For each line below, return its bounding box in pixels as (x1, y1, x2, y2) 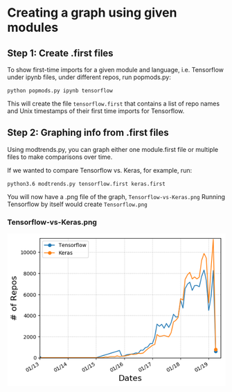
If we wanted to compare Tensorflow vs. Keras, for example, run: (7, 166, 193, 174)
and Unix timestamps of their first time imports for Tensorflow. (7, 107, 185, 115)
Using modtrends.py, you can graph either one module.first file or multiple (7, 145, 219, 153)
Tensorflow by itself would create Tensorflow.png (7, 200, 148, 208)
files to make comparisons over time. (7, 153, 113, 161)
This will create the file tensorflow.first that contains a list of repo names (7, 99, 220, 108)
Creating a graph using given (7, 5, 177, 21)
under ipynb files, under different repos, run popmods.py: (7, 73, 172, 81)
